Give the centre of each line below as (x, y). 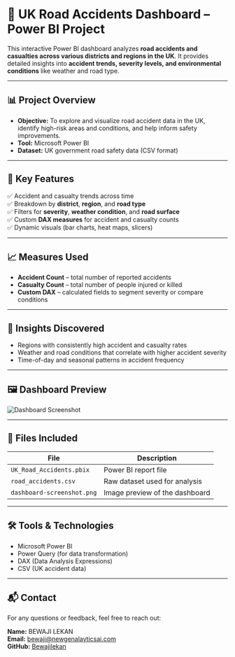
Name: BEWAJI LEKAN (40, 632)
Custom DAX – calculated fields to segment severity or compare (111, 292)
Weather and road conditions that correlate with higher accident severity (122, 353)
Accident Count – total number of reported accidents (94, 277)
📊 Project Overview (51, 100)
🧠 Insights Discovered (56, 328)
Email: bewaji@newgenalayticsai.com (62, 639)
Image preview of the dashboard (157, 493)
